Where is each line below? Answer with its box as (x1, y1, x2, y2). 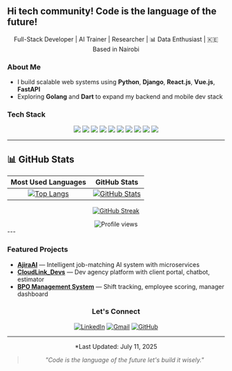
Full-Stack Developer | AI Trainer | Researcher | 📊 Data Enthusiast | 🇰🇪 (13, 34, 219, 43)
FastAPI (17, 86, 41, 94)
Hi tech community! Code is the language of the (7, 6, 217, 17)
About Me (7, 62, 41, 72)
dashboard (17, 290, 48, 298)
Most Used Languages (10, 177, 86, 187)
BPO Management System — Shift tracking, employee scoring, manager (17, 282, 224, 290)
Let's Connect (92, 307, 140, 317)
